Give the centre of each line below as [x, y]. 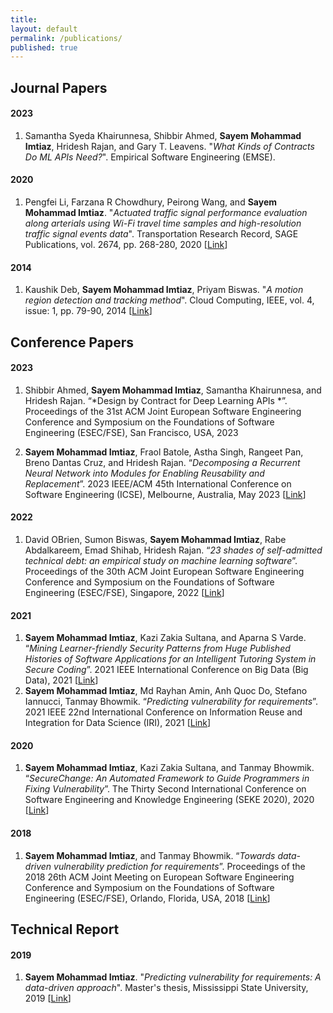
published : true [44, 47]
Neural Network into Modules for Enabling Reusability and [144, 473]
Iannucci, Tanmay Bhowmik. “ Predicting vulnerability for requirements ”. [171, 702]
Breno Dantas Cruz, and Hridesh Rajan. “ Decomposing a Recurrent [162, 462]
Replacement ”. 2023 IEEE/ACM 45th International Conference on [158, 483]
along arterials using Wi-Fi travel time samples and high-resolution [163, 223]
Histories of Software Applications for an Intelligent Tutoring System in [170, 659]
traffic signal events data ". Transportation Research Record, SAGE [161, 234]
